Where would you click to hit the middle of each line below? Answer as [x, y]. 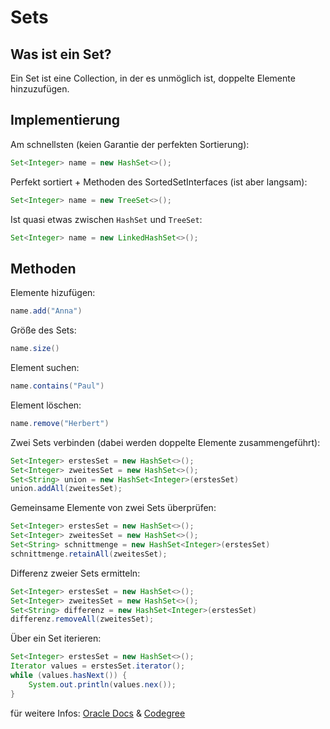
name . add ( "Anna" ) [46, 311]
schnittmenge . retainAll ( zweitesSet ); [89, 554]
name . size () [35, 349]
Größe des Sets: [43, 330]
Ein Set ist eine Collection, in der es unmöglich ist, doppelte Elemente [153, 78]
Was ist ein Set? [61, 54]
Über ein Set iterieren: [56, 638]
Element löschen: [46, 405]
